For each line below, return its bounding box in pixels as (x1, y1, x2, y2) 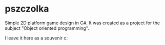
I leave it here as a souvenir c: (5, 35, 68, 41)
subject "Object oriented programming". (5, 25, 89, 31)
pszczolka (5, 3, 49, 15)
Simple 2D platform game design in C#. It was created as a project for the (5, 20, 160, 26)
